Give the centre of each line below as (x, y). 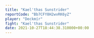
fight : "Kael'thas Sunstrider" (37, 23)
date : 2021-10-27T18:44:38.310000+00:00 (47, 28)
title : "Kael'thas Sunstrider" (37, 10)
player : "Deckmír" (24, 19)
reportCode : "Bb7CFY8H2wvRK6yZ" (38, 14)
